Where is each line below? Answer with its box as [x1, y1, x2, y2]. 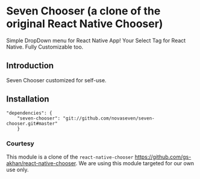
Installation [6, 94, 49, 105]
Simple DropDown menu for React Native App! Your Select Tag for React [6, 37, 186, 44]
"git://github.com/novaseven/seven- [63, 115, 155, 121]
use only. [6, 166, 29, 173]
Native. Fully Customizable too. [6, 43, 84, 50]
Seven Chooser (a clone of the [6, 4, 161, 18]
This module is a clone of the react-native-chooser [6, 153, 134, 160]
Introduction [6, 61, 54, 71]
